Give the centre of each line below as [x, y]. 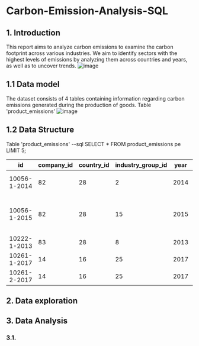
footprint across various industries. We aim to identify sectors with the [92, 53]
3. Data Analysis [37, 321]
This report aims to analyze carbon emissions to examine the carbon [90, 47]
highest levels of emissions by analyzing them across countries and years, [97, 59]
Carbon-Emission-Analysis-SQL [87, 11]
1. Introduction [33, 33]
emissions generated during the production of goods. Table [79, 105]
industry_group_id [141, 165]
